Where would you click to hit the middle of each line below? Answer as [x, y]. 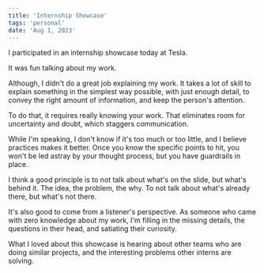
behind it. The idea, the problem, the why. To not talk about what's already [129, 188]
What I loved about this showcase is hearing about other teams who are [125, 244]
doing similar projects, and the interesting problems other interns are [120, 252]
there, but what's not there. [53, 197]
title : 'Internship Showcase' [58, 15]
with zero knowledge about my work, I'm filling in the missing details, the [126, 220]
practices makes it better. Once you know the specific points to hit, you [124, 148]
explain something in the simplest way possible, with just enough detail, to [129, 92]
